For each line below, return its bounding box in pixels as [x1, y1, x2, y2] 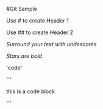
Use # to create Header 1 [6, 17, 69, 24]
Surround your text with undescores [6, 41, 97, 47]
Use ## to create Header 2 [6, 29, 74, 36]
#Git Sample [6, 5, 38, 12]
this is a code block [6, 88, 55, 95]
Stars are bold [6, 52, 43, 60]
